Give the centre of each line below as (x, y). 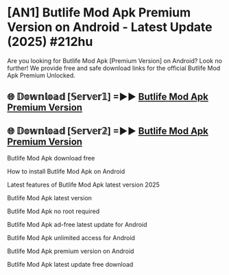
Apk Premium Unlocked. (41, 75)
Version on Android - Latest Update (110, 27)
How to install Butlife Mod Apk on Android (66, 171)
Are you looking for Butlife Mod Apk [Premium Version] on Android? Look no (115, 60)
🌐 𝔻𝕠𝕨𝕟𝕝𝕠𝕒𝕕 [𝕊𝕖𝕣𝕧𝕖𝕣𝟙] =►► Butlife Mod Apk (108, 97)
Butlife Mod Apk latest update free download (70, 265)
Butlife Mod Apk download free (51, 158)
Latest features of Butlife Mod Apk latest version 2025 (83, 185)
